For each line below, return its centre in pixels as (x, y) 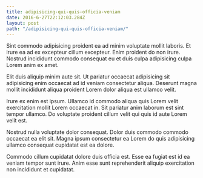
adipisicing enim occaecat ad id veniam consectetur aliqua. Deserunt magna (101, 83)
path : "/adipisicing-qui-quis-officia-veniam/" (68, 29)
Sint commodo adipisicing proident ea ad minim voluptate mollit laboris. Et (99, 46)
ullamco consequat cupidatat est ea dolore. (60, 145)
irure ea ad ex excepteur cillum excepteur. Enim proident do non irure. (93, 52)
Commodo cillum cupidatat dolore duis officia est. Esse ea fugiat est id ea (98, 157)
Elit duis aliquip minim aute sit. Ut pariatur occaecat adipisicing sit (88, 77)
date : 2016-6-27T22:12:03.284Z (46, 17)
